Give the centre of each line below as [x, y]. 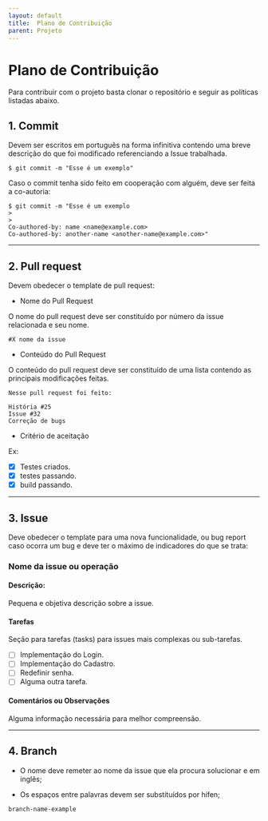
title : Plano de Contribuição [60, 23]
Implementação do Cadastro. [67, 664]
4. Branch [33, 751]
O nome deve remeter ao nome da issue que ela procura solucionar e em [140, 770]
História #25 [30, 407]
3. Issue [28, 518]
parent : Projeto [35, 30]
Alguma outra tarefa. [53, 682]
